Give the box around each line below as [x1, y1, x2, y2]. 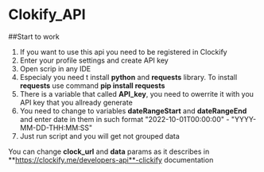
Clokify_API [8, 6, 86, 24]
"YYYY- [231, 114, 257, 124]
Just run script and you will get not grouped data [19, 131, 181, 140]
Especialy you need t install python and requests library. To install [19, 72, 238, 82]
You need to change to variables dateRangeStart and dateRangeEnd [19, 105, 247, 116]
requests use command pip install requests [19, 81, 165, 90]
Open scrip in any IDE [19, 63, 91, 73]
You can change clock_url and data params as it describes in [8, 147, 210, 156]
